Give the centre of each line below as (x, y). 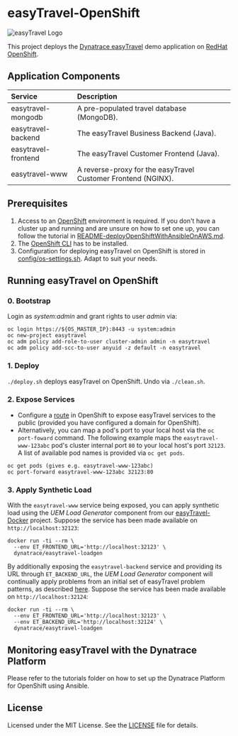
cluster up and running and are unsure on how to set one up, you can (118, 228)
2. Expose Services (41, 400)
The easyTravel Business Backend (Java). (147, 133)
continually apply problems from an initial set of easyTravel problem (106, 582)
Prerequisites (38, 204)
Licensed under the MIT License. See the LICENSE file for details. (103, 725)
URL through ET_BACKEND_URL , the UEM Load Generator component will (110, 574)
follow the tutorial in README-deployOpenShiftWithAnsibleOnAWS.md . (121, 236)
